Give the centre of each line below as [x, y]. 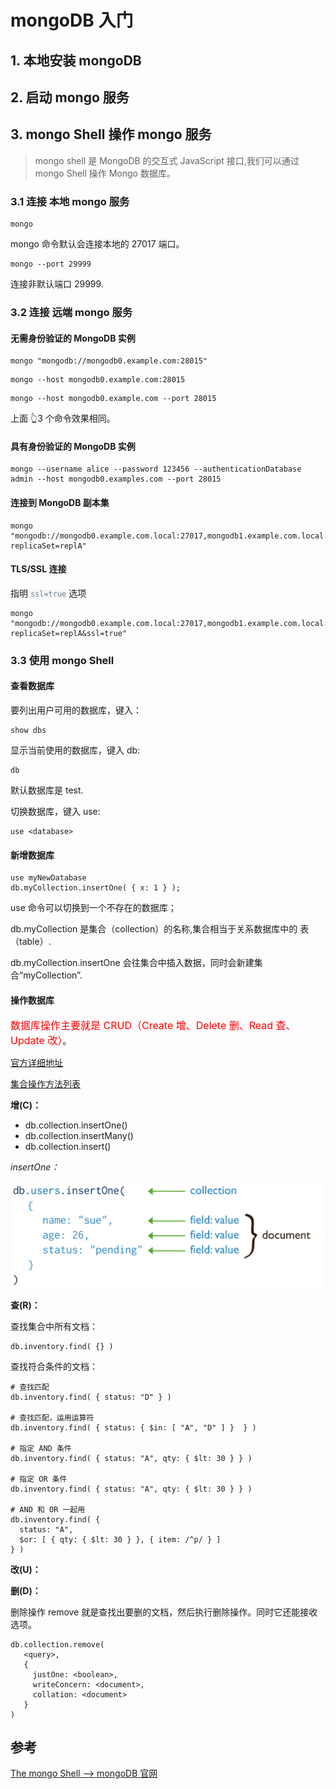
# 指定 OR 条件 [39, 1479]
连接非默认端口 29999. [57, 284]
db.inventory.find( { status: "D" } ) [91, 1397]
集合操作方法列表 [45, 1084]
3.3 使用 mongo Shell [62, 660]
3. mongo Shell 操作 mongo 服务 [111, 134]
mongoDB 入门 [72, 20]
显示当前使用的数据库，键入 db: [75, 750]
